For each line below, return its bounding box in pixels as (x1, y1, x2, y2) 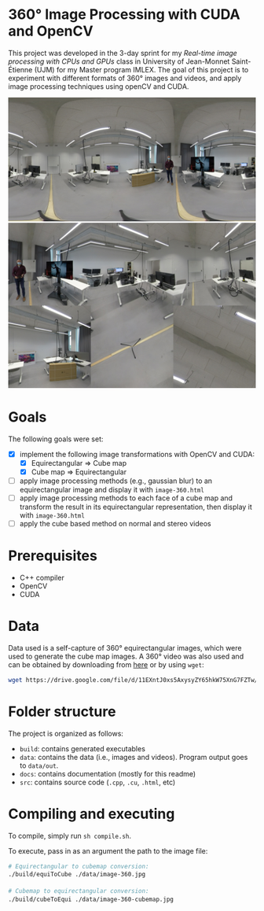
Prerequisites (8, 547, 98, 565)
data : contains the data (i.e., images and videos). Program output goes (19, 752, 248, 762)
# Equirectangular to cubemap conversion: (8, 862, 149, 870)
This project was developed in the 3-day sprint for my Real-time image (8, 48, 237, 57)
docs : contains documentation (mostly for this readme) (19, 769, 196, 778)
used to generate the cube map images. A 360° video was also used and (8, 651, 244, 661)
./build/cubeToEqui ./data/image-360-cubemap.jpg (8, 895, 174, 904)
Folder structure (8, 703, 116, 721)
